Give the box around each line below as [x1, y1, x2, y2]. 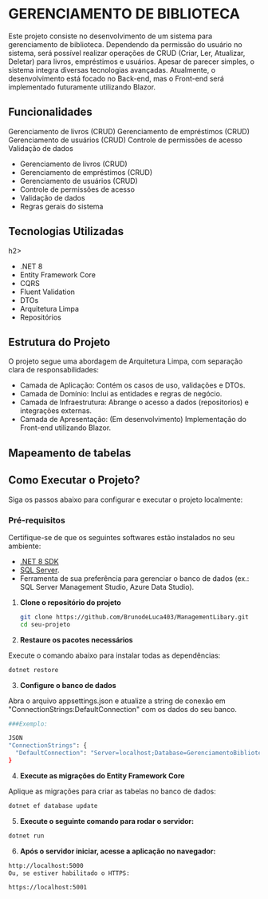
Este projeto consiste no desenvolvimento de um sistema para [8, 31, 213, 41]
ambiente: [8, 541, 41, 551]
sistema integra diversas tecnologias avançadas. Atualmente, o [8, 65, 216, 74]
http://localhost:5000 [8, 861, 84, 869]
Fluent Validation [19, 287, 76, 296]
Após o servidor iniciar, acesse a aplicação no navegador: [19, 846, 216, 856]
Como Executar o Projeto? [8, 473, 141, 487]
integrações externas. [19, 406, 93, 416]
